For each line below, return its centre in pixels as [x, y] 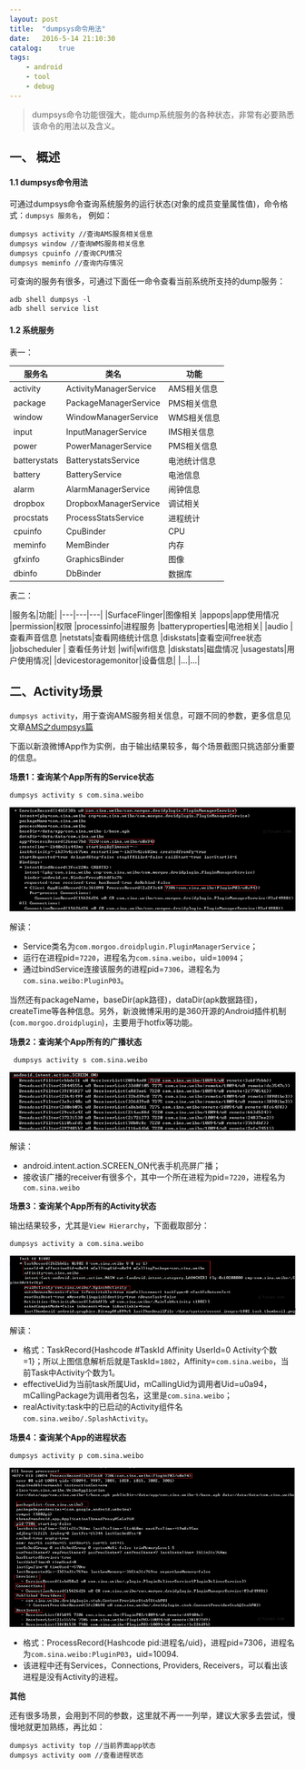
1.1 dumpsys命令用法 [49, 182]
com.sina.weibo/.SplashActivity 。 [88, 1418]
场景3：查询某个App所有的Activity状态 [83, 1206]
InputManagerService [107, 431]
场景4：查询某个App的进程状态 [68, 1437]
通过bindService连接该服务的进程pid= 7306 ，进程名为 [121, 969]
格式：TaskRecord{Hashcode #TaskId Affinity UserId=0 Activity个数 [150, 1350]
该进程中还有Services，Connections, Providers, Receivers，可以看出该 [155, 1665]
